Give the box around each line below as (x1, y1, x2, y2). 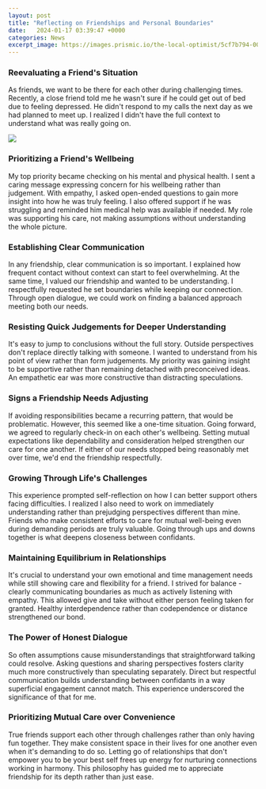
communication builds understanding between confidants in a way (8, 675, 226, 685)
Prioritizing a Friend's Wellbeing (8, 154, 135, 165)
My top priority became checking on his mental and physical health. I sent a (8, 171, 256, 180)
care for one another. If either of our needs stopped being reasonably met (8, 444, 249, 453)
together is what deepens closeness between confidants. (8, 532, 196, 542)
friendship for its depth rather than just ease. (8, 772, 154, 781)
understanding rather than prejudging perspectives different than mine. (8, 507, 241, 517)
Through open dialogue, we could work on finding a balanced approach (8, 294, 242, 303)
